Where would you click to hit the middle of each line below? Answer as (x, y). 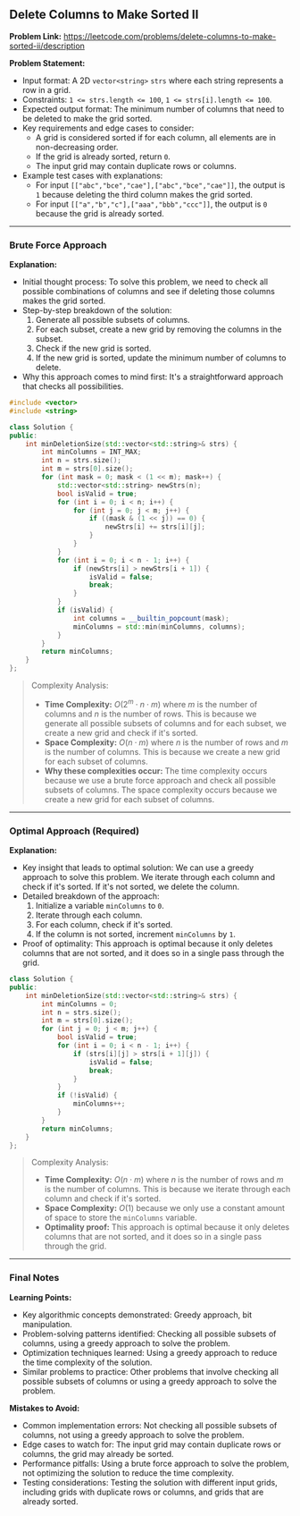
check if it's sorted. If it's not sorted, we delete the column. (130, 887)
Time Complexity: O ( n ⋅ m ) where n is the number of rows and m (164, 1180)
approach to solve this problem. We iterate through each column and (148, 877)
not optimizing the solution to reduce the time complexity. (128, 1473)
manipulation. (47, 1324)
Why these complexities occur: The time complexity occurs (156, 771)
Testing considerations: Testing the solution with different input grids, (150, 1482)
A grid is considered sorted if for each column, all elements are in (156, 137)
